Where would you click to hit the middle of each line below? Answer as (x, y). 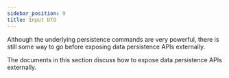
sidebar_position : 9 (37, 13)
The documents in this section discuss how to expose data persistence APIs (115, 60)
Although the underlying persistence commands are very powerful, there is (113, 39)
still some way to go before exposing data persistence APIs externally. (106, 47)
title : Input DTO (32, 20)
